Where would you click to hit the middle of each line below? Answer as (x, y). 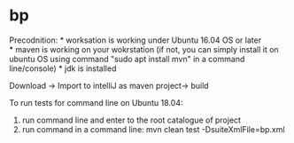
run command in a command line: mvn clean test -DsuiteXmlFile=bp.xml (153, 129)
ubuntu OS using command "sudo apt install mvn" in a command (127, 59)
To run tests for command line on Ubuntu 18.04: (96, 102)
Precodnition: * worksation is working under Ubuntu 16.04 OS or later (135, 40)
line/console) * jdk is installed (63, 68)
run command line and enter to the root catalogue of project (132, 120)
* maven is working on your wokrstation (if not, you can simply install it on (144, 49)
